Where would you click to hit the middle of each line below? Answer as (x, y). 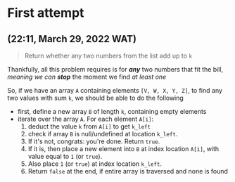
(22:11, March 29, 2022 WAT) (72, 39)
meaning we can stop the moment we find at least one (87, 77)
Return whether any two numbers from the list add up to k (108, 56)
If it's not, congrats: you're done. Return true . (94, 141)
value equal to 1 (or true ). (65, 156)
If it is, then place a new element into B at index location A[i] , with (123, 149)
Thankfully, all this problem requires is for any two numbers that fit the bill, (115, 69)
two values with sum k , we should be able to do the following (96, 98)
